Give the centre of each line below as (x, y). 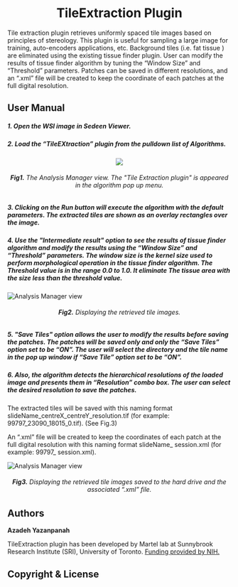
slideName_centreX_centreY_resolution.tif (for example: (88, 415)
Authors (26, 513)
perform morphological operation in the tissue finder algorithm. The (110, 263)
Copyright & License (53, 574)
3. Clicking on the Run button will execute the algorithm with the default (115, 207)
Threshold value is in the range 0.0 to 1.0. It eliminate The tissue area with (119, 271)
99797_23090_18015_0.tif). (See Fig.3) (62, 423)
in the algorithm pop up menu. (119, 185)
